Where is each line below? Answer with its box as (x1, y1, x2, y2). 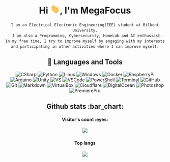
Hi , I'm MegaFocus (39, 5, 131, 16)
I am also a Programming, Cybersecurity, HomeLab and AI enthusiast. (12, 34, 163, 39)
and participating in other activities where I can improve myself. (11, 44, 159, 49)
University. (72, 28, 98, 33)
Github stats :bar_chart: (46, 102, 124, 111)
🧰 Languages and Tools (47, 58, 123, 67)
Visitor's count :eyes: (62, 116, 108, 122)
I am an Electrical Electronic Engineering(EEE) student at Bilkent (11, 22, 159, 28)
